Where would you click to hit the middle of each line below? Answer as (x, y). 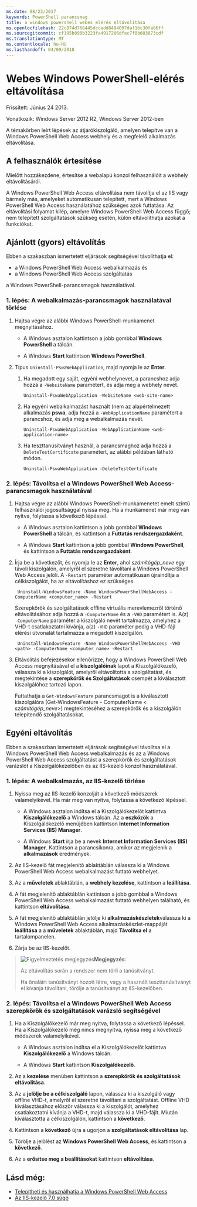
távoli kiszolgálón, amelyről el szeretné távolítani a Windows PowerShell (101, 569)
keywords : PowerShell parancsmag (47, 17)
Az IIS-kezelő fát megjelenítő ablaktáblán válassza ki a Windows (92, 865)
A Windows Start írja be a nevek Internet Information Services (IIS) (105, 841)
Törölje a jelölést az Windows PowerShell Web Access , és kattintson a (100, 1141)
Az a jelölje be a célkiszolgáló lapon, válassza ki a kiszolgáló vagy (95, 1094)
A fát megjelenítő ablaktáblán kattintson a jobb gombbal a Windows (96, 894)
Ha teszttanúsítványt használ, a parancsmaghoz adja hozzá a (97, 446)
